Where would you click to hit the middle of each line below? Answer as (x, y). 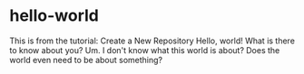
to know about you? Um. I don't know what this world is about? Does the (145, 50)
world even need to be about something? (86, 60)
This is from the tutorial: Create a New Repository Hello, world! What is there (152, 41)
